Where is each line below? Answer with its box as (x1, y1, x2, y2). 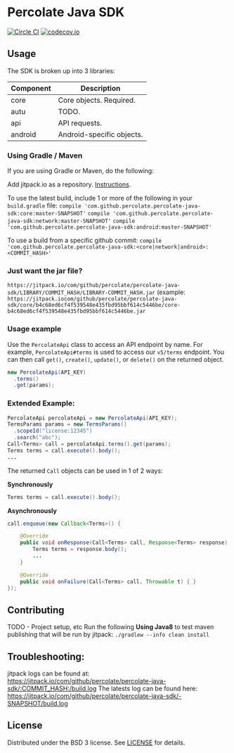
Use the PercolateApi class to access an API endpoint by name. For (7, 340, 203, 348)
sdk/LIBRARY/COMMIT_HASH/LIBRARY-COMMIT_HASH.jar (7, 289, 156, 296)
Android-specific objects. (58, 129, 143, 139)
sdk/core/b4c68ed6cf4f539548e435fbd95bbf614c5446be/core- (7, 302, 181, 309)
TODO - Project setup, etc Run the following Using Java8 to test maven (7, 623, 214, 631)
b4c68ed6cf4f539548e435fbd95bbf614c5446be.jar (7, 308, 146, 315)
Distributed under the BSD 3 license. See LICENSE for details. (7, 738, 186, 747)
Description (80, 83, 121, 93)
